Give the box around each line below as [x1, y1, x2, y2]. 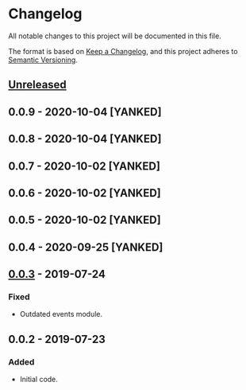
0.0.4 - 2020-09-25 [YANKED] [8, 240, 163, 254]
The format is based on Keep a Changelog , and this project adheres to [8, 46, 238, 56]
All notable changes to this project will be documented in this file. [8, 31, 222, 41]
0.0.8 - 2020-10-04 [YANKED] [8, 132, 162, 146]
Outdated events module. [19, 310, 103, 319]
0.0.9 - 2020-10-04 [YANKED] [8, 105, 162, 119]
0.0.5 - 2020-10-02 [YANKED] [8, 213, 161, 227]
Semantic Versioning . [8, 55, 78, 64]
